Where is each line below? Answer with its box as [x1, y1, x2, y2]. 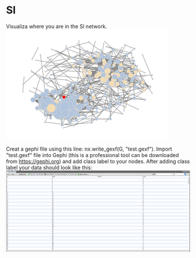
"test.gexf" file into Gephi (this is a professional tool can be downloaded [6, 151, 179, 158]
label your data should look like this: [6, 164, 92, 171]
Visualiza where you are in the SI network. [6, 23, 107, 30]
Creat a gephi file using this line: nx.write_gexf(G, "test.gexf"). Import [6, 145, 172, 152]
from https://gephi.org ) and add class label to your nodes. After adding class [6, 158, 190, 165]
